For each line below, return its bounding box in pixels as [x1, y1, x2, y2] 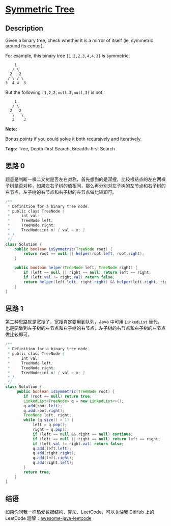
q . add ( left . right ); [32, 455, 74, 461]
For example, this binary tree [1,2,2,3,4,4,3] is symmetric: [5, 52, 130, 59]
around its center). [5, 43, 44, 49]
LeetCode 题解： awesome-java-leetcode [5, 515, 92, 521]
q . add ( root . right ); [23, 408, 65, 413]
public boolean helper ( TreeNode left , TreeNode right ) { [14, 265, 138, 271]
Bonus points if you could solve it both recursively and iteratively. [5, 136, 142, 142]
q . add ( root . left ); [23, 403, 63, 408]
